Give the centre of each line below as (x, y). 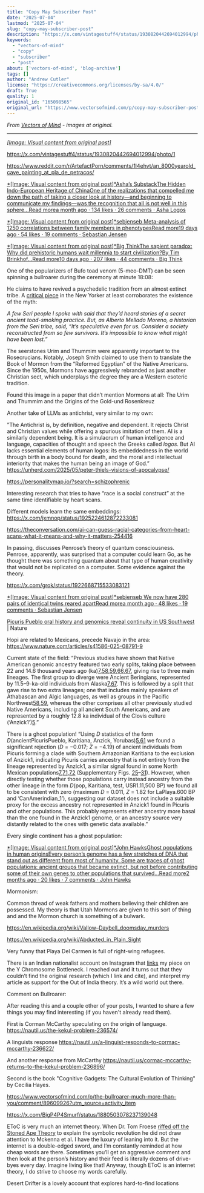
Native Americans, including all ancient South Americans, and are (88, 709)
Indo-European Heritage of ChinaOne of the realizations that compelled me (100, 190)
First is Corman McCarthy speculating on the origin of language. (87, 1023)
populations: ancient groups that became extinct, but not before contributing (102, 867)
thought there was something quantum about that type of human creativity (100, 560)
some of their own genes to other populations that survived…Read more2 (98, 873)
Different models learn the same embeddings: (64, 511)
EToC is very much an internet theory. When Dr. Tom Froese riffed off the (98, 1126)
